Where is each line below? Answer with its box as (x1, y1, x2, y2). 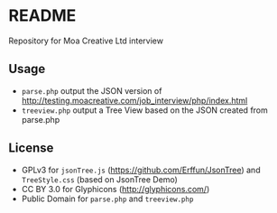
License (8, 141, 54, 156)
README (8, 5, 77, 26)
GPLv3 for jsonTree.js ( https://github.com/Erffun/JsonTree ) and (21, 164, 261, 175)
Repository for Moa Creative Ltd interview (8, 35, 164, 46)
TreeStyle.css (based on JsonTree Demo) (21, 173, 178, 185)
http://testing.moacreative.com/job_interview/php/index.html (21, 95, 248, 106)
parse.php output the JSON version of (21, 85, 162, 96)
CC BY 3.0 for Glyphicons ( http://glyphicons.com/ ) (21, 183, 210, 194)
